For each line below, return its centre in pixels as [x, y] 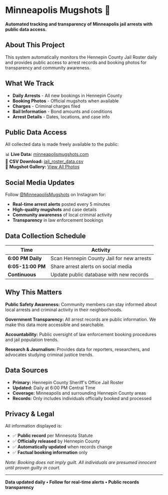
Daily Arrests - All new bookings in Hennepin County [67, 95]
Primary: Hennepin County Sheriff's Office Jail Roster [68, 382]
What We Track [29, 84]
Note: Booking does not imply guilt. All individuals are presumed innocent [81, 463]
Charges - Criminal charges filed [46, 106]
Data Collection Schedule [45, 236]
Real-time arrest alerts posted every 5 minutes [61, 204]
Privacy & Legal [30, 414]
